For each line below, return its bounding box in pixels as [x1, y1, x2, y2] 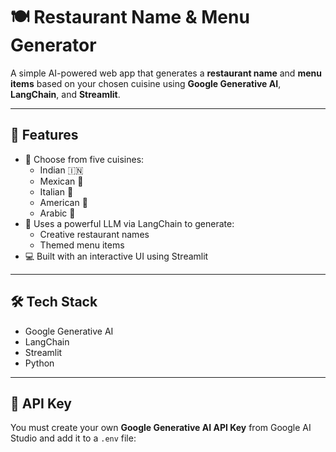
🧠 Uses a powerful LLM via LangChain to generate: [24, 217, 235, 229]
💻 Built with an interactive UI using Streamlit [24, 250, 209, 262]
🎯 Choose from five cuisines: [24, 153, 145, 165]
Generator [10, 34, 97, 57]
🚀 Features [10, 127, 79, 144]
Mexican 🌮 [39, 175, 84, 187]
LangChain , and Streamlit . [10, 88, 121, 100]
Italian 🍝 [39, 185, 74, 198]
